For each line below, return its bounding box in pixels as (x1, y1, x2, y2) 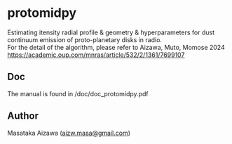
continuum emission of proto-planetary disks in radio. (7, 35, 163, 44)
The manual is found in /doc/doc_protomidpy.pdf (7, 89, 149, 98)
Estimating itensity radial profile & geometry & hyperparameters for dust (7, 28, 215, 37)
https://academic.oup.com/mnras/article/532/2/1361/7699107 (7, 51, 185, 59)
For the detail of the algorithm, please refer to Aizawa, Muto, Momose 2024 (7, 43, 226, 51)
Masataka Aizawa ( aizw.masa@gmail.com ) (7, 129, 131, 137)
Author (7, 110, 39, 122)
